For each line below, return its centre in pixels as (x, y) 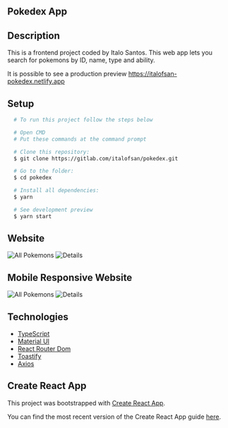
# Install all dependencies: (56, 191)
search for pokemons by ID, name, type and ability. (81, 60)
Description (34, 36)
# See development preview (53, 210)
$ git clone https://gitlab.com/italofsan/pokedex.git (96, 158)
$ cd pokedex (33, 178)
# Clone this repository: (52, 152)
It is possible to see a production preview (67, 74)
